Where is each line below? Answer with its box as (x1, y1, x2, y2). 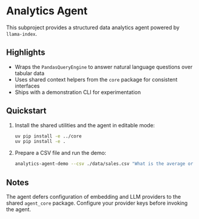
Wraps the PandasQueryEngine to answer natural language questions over (14, 63, 193, 70)
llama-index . (6, 30, 37, 37)
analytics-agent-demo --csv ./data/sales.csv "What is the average (14, 161, 185, 167)
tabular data (14, 70, 45, 77)
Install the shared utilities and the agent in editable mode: (14, 121, 155, 129)
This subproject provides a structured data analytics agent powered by (6, 24, 180, 31)
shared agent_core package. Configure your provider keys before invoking (6, 199, 188, 207)
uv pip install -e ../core (14, 133, 82, 139)
